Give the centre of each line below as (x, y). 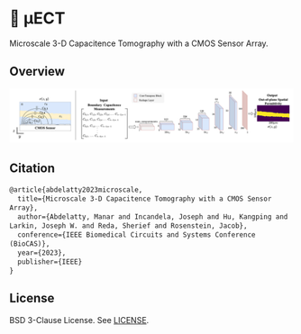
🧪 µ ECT (37, 18)
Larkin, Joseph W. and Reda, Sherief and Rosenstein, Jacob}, (128, 226)
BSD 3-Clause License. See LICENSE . (79, 320)
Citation (32, 168)
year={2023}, (42, 253)
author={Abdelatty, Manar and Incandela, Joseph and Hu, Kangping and (153, 217)
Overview (37, 72)
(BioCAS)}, (30, 244)
